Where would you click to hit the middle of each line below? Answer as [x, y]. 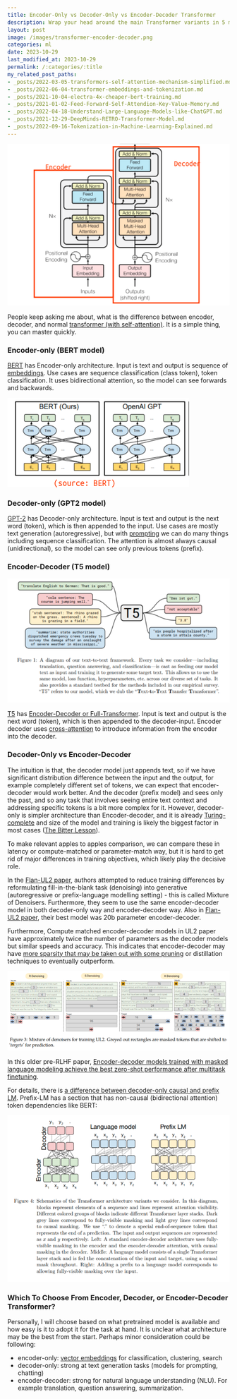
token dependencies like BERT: [52, 1105]
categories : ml [30, 45]
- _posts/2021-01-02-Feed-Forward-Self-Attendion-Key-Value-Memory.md [113, 104]
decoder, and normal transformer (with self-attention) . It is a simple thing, [114, 324]
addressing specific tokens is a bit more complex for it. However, [102, 807]
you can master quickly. [42, 332]
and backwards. [31, 387]
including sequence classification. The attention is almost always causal [112, 541]
